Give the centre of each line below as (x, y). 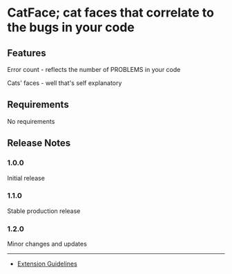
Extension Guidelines (47, 264)
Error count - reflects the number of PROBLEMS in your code (94, 70)
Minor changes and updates (47, 244)
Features (27, 53)
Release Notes (39, 143)
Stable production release (44, 211)
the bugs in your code (71, 27)
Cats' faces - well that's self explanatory (65, 83)
